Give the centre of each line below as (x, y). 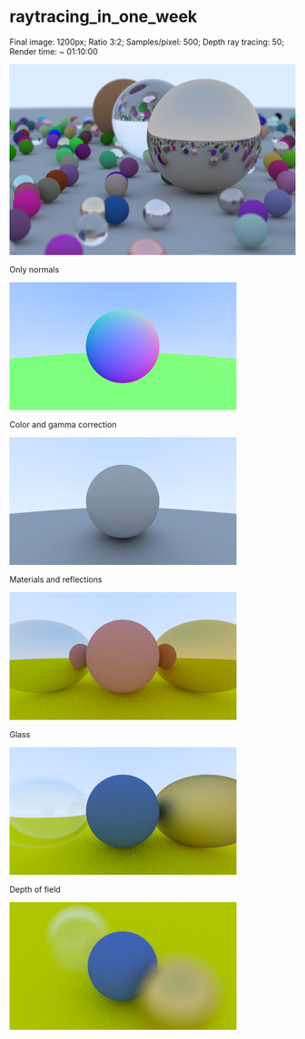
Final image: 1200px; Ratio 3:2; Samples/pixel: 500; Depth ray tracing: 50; (147, 42)
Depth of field (35, 889)
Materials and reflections (56, 579)
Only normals (34, 269)
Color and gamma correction (63, 424)
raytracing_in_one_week (103, 17)
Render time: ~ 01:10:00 (54, 51)
